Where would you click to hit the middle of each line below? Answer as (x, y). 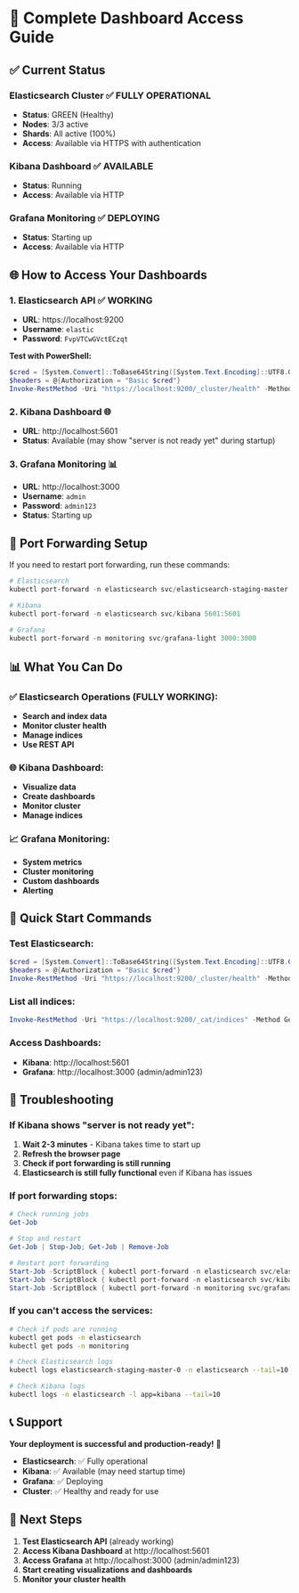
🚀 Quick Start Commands (81, 918)
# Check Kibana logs (48, 1386)
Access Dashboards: (55, 1043)
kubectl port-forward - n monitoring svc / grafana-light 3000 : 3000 (133, 638)
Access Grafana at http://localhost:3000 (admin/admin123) (131, 1560)
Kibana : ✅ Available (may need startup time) (104, 1471)
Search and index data (65, 716)
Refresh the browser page (71, 1154)
